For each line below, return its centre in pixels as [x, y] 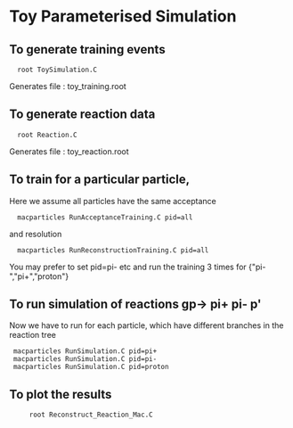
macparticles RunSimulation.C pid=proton [91, 367]
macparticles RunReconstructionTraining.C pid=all [113, 250]
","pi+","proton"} [39, 276]
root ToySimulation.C [57, 70]
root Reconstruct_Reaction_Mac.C [91, 415]
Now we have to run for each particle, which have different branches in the [146, 325]
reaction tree [33, 335]
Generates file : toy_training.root [68, 86]
